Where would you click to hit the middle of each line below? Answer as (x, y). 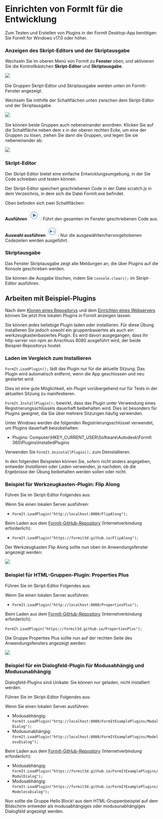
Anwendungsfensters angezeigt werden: (46, 643)
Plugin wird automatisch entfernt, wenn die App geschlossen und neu (75, 374)
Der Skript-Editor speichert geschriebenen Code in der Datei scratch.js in (78, 188)
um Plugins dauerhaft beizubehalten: (42, 428)
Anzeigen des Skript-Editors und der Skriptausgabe (67, 51)
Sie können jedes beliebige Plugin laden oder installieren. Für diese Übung (80, 325)
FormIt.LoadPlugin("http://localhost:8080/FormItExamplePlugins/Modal (85, 721)
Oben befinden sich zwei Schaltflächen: (45, 203)
